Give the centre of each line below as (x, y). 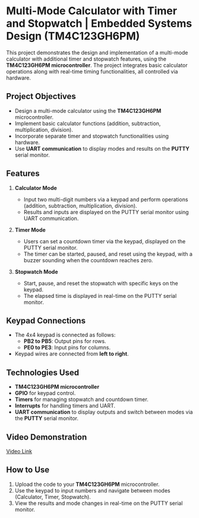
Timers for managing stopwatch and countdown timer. (81, 399)
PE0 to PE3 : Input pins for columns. (67, 348)
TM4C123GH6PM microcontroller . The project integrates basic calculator (97, 65)
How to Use (28, 470)
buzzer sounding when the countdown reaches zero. (88, 260)
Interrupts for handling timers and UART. (65, 406)
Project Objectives (41, 96)
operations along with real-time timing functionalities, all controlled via (92, 71)
